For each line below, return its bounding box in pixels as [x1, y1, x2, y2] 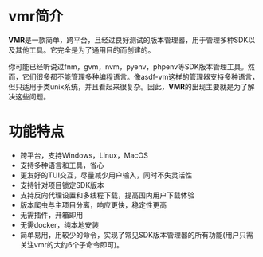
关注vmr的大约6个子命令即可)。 [19, 239, 124, 249]
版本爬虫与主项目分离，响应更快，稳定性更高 [19, 200, 167, 209]
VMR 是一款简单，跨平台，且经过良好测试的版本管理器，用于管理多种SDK [8, 35, 249, 45]
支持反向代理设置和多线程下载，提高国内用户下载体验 [19, 190, 195, 200]
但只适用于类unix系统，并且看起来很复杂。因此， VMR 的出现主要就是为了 [8, 81, 249, 92]
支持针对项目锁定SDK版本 [19, 180, 105, 189]
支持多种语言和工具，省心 [19, 160, 104, 169]
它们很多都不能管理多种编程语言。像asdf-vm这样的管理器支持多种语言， [22, 72, 260, 81]
